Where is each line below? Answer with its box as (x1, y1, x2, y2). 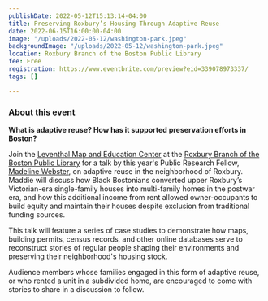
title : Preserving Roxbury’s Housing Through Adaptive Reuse (8, 20, 220, 28)
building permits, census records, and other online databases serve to (8, 233, 244, 244)
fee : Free (8, 58, 42, 66)
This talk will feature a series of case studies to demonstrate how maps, (8, 225, 249, 235)
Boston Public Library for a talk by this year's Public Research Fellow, (8, 158, 240, 168)
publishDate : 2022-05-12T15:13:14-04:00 (8, 11, 148, 20)
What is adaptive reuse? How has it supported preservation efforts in (8, 124, 247, 134)
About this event (8, 107, 76, 118)
